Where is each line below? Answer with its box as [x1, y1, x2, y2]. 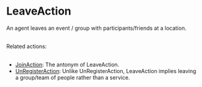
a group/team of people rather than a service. [15, 74, 130, 81]
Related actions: [6, 43, 47, 50]
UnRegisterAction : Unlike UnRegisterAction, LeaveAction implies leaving [15, 67, 197, 74]
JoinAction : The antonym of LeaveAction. [15, 61, 120, 68]
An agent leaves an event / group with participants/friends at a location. [6, 24, 187, 32]
